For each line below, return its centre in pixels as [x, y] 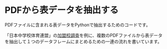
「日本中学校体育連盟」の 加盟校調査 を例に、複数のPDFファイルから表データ [83, 35]
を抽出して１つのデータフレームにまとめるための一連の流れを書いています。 [83, 41]
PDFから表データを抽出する [62, 10]
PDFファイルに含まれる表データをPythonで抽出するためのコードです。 [78, 25]
